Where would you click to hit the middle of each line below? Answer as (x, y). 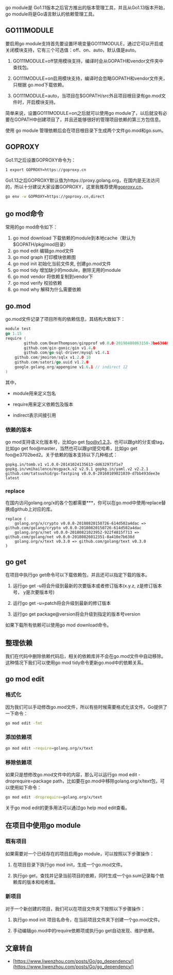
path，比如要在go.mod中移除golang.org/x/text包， (107, 781)
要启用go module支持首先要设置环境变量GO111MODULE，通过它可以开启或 (84, 43)
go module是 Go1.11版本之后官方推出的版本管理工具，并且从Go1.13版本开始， (86, 7)
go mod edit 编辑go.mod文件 (43, 251)
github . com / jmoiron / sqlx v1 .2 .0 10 (53, 358)
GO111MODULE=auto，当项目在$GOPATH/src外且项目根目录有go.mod (87, 95)
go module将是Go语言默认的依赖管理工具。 (51, 14)
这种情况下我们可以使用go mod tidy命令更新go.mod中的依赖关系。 (76, 663)
